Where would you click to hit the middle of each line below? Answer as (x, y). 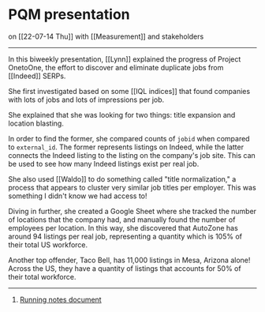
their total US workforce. (48, 244)
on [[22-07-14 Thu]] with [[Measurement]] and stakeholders (106, 36)
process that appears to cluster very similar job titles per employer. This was (132, 187)
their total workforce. (42, 276)
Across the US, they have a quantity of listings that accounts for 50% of (125, 268)
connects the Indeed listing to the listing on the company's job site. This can (132, 155)
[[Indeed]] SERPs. (37, 76)
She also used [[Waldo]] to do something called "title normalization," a (122, 179)
